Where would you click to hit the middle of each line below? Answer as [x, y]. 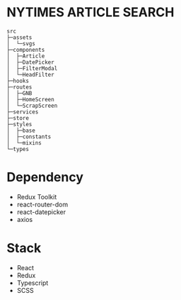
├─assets [19, 37]
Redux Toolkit [37, 196]
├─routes [19, 87]
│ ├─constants [29, 137]
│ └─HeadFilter [30, 74]
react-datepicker [41, 212]
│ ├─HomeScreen [30, 99]
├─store [18, 118]
